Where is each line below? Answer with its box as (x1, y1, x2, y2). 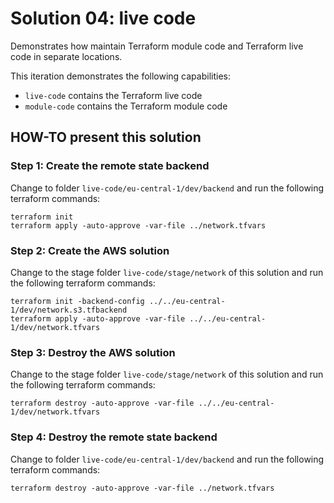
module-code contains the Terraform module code (24, 100, 228, 112)
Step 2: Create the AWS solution (10, 243, 170, 257)
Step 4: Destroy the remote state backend (10, 430, 218, 444)
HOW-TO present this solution (10, 129, 202, 146)
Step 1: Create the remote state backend (10, 159, 210, 173)
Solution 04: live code (10, 7, 197, 30)
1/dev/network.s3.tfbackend (10, 305, 128, 315)
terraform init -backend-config (10, 296, 145, 306)
